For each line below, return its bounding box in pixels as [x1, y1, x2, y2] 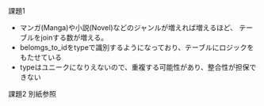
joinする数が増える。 [40, 33, 109, 42]
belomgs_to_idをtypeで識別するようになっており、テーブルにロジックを [19, 43, 254, 52]
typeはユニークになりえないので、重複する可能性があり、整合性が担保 [19, 62, 250, 72]
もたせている [19, 53, 62, 62]
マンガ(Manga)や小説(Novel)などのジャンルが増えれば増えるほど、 [19, 23, 238, 32]
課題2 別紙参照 [8, 89, 57, 98]
